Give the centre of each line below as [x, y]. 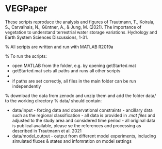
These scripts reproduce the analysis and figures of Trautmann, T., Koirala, [80, 22]
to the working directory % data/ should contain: [53, 100]
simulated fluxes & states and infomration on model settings [72, 141]
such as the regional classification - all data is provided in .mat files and [84, 115]
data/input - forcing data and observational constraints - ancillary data [82, 110]
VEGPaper [26, 8]
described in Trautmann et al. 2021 [47, 131]
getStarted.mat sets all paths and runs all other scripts [66, 70]
